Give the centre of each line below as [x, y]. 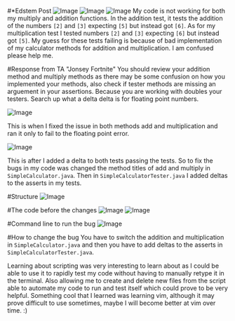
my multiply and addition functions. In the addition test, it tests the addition [115, 18]
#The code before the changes [52, 210]
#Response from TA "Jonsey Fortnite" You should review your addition [109, 69]
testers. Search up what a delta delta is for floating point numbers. [103, 99]
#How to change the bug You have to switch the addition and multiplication [116, 237]
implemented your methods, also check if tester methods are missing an [112, 84]
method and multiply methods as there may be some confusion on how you [116, 76]
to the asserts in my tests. [45, 183]
